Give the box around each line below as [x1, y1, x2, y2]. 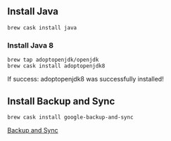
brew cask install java [7, 24, 77, 31]
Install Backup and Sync [7, 95, 115, 107]
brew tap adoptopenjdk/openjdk [7, 56, 99, 64]
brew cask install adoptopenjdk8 [7, 62, 106, 69]
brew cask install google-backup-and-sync [7, 114, 134, 121]
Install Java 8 [7, 40, 54, 50]
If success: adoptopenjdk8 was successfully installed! [7, 75, 164, 83]
